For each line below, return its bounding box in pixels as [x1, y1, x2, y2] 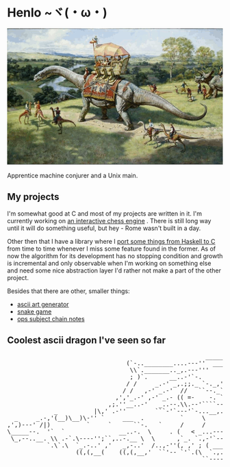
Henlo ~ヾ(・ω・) [7, 5, 107, 21]
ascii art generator [16, 300, 70, 308]
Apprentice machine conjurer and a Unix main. [7, 171, 138, 179]
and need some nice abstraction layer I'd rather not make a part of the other [7, 266, 221, 275]
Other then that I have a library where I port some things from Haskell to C [7, 237, 216, 245]
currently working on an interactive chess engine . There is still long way [7, 216, 212, 225]
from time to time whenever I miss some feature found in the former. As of [7, 244, 216, 253]
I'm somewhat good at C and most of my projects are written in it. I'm [7, 209, 202, 218]
